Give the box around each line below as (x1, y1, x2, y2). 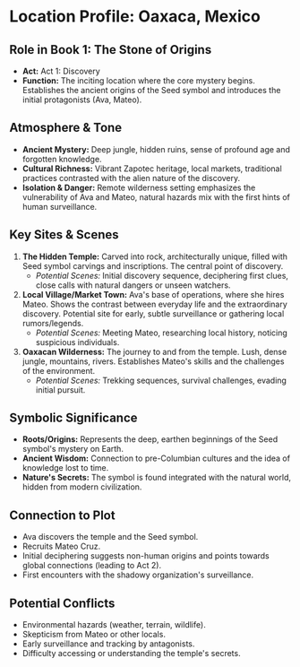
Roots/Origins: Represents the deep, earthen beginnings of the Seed (21, 434, 279, 445)
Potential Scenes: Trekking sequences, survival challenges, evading (35, 375, 287, 385)
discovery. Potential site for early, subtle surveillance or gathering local (21, 308, 285, 319)
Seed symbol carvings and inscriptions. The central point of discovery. (21, 260, 284, 271)
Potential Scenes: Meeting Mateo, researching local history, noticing (35, 327, 288, 338)
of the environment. (21, 365, 96, 376)
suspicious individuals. (35, 336, 120, 347)
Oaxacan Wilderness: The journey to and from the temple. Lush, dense (21, 346, 287, 357)
